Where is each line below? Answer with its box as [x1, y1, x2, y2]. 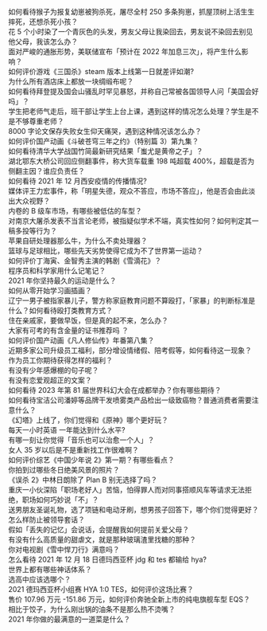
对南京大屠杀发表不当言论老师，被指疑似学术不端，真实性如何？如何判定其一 [8, 216, 259, 225]
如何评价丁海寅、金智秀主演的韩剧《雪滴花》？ [8, 256, 161, 265]
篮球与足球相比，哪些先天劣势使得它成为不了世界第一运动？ [8, 246, 203, 255]
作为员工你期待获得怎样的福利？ [8, 355, 113, 365]
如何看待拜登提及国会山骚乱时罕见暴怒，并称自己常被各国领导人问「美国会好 [8, 87, 259, 96]
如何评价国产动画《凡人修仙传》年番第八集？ [8, 335, 155, 345]
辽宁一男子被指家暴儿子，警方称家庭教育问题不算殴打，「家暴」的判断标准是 [8, 296, 256, 305]
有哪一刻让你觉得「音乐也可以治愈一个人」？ [8, 435, 155, 445]
